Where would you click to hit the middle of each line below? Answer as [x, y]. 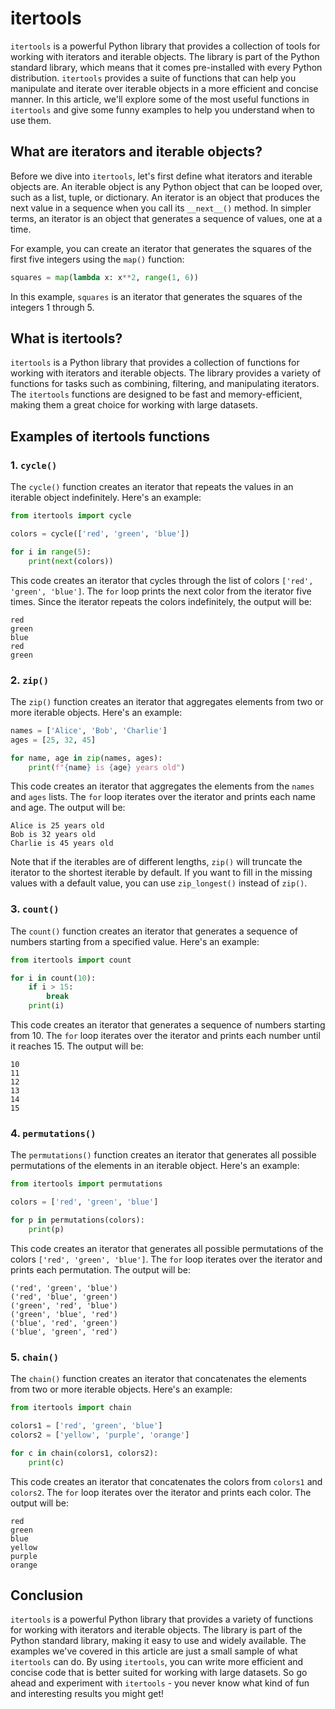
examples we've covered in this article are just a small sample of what [154, 1651]
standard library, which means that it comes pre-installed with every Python [166, 67]
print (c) [46, 1462]
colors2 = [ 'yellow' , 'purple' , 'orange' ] [100, 1435]
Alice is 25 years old [57, 826]
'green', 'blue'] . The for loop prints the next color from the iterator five [161, 591]
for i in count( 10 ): [53, 978]
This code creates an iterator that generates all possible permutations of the [167, 1248]
